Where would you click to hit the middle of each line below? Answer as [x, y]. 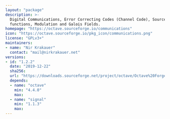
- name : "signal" [28, 99]
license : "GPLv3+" [25, 38]
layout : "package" [25, 10]
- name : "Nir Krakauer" [30, 48]
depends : [19, 81]
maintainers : [19, 43]
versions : [16, 57]
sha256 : [18, 71]
